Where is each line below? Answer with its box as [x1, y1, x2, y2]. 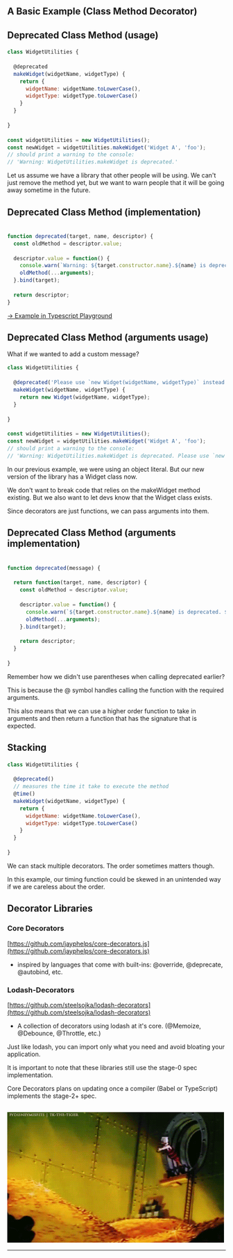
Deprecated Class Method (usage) [7, 29, 159, 41]
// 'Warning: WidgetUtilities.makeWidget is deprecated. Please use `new [7, 452, 225, 459]
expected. [7, 722, 36, 730]
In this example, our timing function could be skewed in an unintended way [7, 875, 221, 883]
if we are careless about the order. [7, 882, 105, 891]
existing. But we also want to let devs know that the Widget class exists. [7, 493, 213, 502]
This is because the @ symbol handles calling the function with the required [7, 685, 224, 694]
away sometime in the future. [7, 186, 91, 194]
